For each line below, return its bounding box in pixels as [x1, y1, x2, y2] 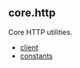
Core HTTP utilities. [8, 27, 73, 36]
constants [19, 51, 54, 60]
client [19, 43, 38, 52]
